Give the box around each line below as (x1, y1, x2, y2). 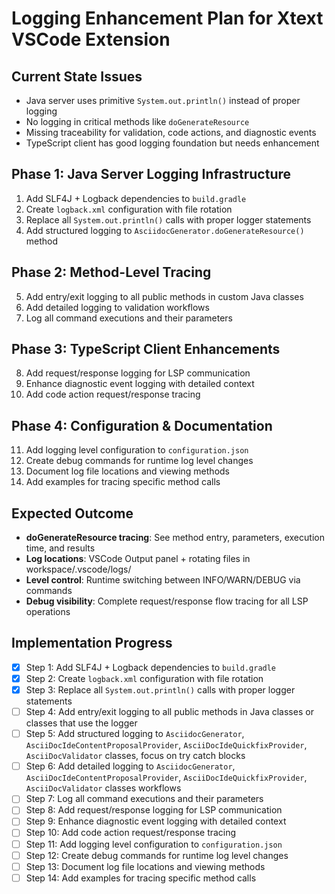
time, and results (25, 542, 96, 554)
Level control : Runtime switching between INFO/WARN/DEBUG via (25, 574, 301, 586)
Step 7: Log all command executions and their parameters (25, 793, 264, 805)
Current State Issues (11, 68, 143, 85)
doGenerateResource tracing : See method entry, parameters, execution (25, 532, 325, 544)
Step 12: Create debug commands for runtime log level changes (25, 849, 289, 861)
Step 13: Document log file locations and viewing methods (25, 860, 266, 872)
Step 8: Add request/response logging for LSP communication (25, 804, 283, 816)
